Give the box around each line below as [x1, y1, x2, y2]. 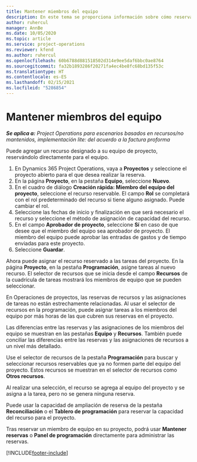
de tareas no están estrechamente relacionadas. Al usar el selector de [6, 300, 175, 307]
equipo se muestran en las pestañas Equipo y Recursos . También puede [6, 330, 182, 337]
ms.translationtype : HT [6, 69, 64, 75]
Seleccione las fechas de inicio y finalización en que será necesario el [14, 208, 184, 215]
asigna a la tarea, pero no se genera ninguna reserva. [6, 390, 135, 397]
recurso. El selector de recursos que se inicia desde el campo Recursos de [6, 269, 188, 276]
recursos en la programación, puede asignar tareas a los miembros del [6, 306, 177, 313]
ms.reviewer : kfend [6, 47, 54, 53]
